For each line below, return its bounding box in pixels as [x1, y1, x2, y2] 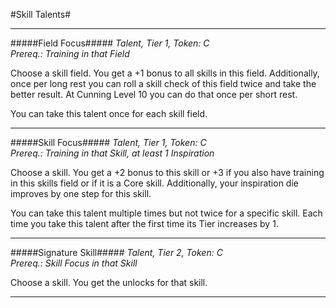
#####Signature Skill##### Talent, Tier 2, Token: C [10, 247, 223, 258]
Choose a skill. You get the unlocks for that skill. [10, 277, 208, 288]
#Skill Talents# [10, 9, 72, 20]
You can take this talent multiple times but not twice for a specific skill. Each [10, 207, 323, 219]
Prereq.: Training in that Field [10, 48, 130, 59]
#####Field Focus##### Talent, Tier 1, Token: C [10, 37, 210, 49]
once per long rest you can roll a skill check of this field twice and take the [10, 78, 317, 89]
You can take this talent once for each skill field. [10, 108, 208, 119]
